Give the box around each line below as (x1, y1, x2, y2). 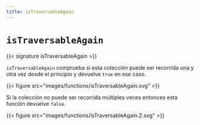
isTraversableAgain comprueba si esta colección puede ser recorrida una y (6, 64, 194, 71)
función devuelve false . (6, 100, 66, 107)
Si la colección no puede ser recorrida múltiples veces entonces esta (6, 94, 178, 101)
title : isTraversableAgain (6, 8, 74, 15)
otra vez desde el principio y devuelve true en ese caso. (6, 70, 146, 78)
